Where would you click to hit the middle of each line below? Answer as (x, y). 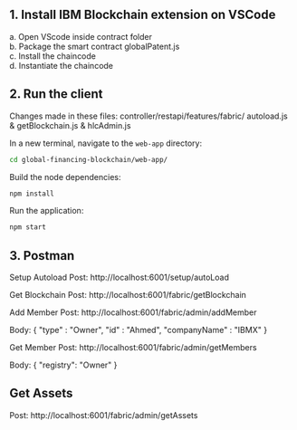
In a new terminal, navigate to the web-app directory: (105, 143)
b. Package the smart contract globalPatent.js (95, 46)
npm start (28, 227)
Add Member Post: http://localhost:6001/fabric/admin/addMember (133, 312)
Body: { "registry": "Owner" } (63, 365)
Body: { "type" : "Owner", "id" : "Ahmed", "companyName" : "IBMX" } (139, 330)
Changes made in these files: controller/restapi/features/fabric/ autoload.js (148, 116)
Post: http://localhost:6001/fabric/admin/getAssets (104, 415)
